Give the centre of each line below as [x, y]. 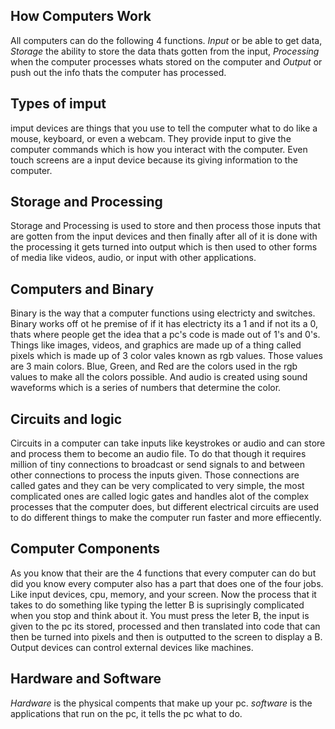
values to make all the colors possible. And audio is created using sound [159, 377]
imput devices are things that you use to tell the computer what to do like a [164, 128]
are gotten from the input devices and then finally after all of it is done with [164, 236]
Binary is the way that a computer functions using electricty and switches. [163, 313]
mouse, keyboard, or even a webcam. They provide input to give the [151, 138]
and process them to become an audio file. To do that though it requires [158, 454]
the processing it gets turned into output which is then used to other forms [164, 247]
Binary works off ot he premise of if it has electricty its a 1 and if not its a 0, [164, 324]
